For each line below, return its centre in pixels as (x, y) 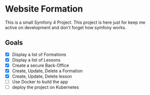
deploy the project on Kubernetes (45, 87)
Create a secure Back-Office (40, 65)
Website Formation (44, 9)
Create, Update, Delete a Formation (47, 71)
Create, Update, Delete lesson (42, 76)
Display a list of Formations (39, 54)
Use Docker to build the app (40, 82)
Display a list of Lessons (36, 60)
